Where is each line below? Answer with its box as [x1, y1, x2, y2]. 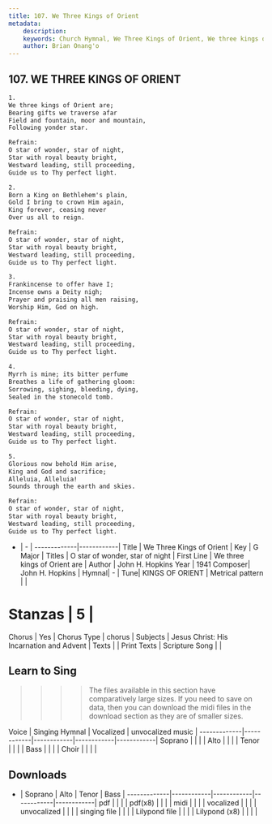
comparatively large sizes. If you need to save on [88, 694, 253, 704]
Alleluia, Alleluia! [8, 475, 79, 483]
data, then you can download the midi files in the [88, 703, 252, 713]
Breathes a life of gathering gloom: [8, 377, 136, 386]
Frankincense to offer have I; [8, 281, 114, 289]
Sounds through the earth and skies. [8, 482, 136, 491]
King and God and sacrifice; [8, 468, 107, 476]
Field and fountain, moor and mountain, [8, 116, 147, 124]
